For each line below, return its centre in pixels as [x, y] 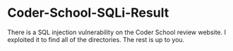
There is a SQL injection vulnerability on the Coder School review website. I [117, 32]
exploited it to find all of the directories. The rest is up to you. [96, 39]
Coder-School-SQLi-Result [88, 13]
